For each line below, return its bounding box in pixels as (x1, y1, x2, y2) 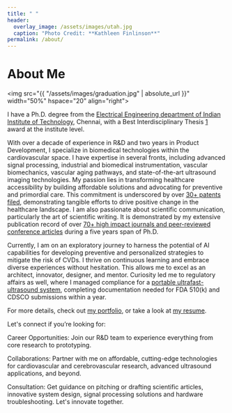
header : (7, 17, 30, 24)
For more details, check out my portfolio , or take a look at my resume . (7, 306, 207, 315)
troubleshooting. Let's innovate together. (7, 398, 124, 406)
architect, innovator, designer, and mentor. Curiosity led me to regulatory (7, 271, 216, 279)
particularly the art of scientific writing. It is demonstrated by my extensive (7, 213, 221, 221)
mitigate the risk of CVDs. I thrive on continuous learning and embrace (7, 256, 210, 264)
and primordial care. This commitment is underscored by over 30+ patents (7, 190, 222, 199)
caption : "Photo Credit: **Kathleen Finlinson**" (13, 29, 160, 37)
